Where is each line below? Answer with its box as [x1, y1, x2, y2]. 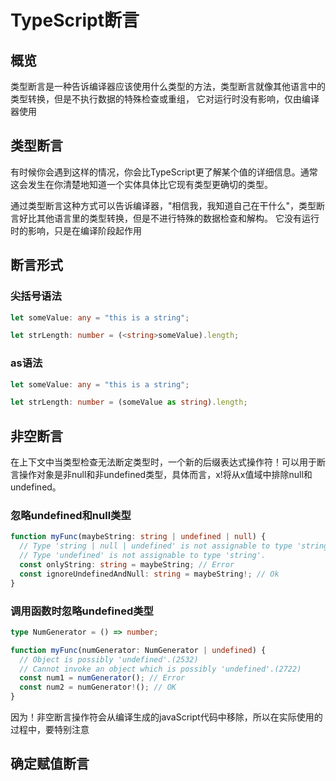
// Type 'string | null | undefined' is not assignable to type [19, 541, 293, 551]
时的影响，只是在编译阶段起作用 [10, 224, 142, 236]
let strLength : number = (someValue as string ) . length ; [10, 397, 248, 408]
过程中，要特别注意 [10, 724, 90, 736]
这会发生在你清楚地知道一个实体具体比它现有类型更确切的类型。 [10, 178, 273, 190]
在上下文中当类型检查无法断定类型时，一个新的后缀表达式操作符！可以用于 [10, 456, 317, 468]
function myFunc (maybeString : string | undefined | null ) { [10, 532, 267, 542]
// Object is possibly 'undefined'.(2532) [19, 654, 199, 665]
